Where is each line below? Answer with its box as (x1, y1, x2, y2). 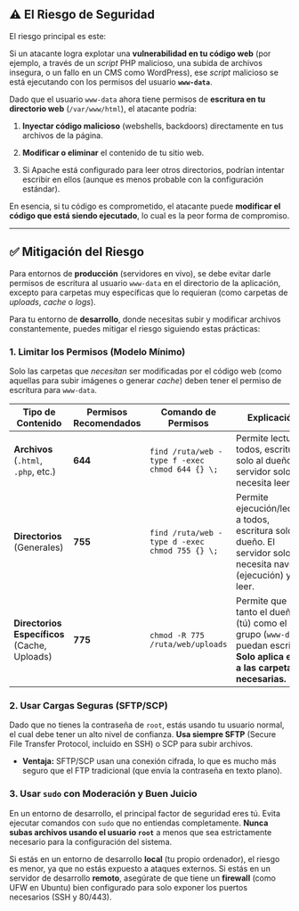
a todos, (235, 513, 270, 525)
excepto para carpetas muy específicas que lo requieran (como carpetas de (9, 287, 288, 298)
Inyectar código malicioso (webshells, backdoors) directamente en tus (21, 120, 284, 131)
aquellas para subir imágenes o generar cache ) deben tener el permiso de (9, 374, 282, 386)
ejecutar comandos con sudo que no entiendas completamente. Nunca (9, 817, 269, 828)
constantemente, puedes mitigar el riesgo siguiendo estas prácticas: (9, 323, 261, 333)
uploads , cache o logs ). (9, 296, 96, 307)
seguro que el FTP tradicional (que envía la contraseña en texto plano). (21, 766, 283, 776)
